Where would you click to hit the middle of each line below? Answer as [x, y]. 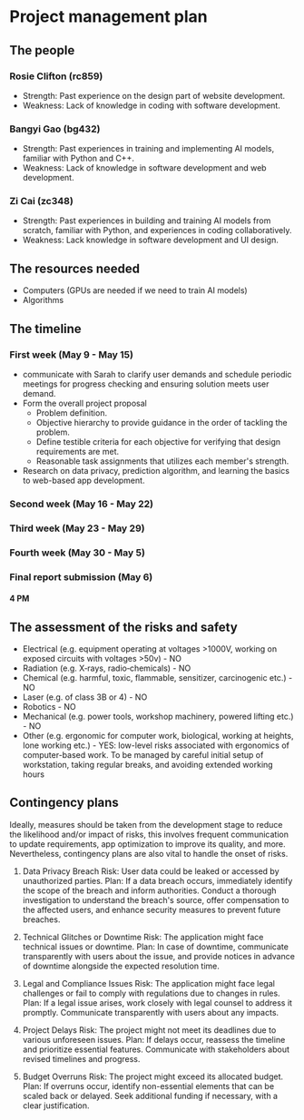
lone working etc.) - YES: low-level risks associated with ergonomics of [156, 745]
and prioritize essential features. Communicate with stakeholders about [156, 1049]
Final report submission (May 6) [81, 576]
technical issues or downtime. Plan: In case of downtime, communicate [155, 947]
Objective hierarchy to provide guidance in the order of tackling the [162, 422]
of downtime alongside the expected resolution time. [121, 966]
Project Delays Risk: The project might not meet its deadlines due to [149, 1030]
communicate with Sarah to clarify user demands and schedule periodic [157, 374]
